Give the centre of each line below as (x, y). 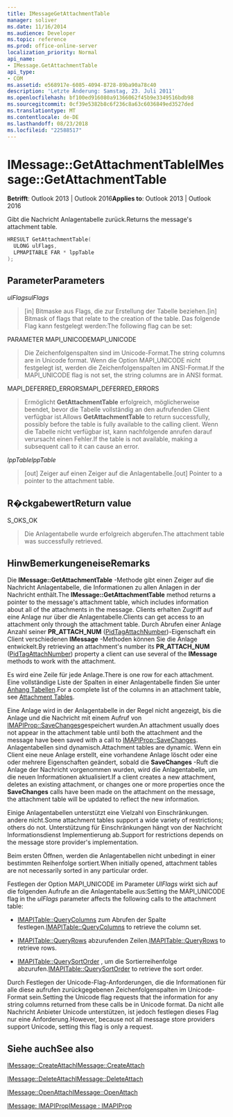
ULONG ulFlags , (35, 246)
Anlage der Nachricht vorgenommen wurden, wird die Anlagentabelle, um (112, 770)
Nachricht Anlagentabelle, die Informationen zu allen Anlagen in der (104, 587)
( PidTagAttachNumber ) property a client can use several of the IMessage (112, 654)
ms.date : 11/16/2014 (37, 26)
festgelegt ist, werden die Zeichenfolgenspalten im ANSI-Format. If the (124, 367)
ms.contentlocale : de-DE (43, 117)
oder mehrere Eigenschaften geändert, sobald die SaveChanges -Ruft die (113, 762)
